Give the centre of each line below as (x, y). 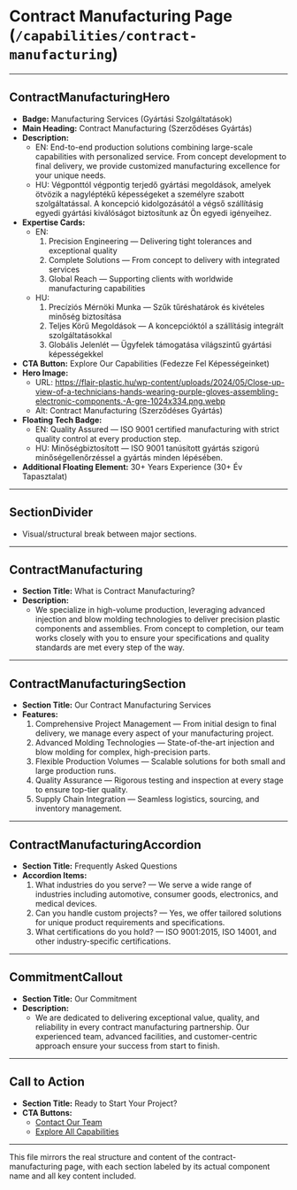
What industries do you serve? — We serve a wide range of (143, 885)
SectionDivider (51, 512)
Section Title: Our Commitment (79, 999)
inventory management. (78, 808)
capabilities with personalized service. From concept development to (161, 156)
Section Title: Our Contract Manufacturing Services (117, 705)
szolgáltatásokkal (80, 335)
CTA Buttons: (47, 1112)
